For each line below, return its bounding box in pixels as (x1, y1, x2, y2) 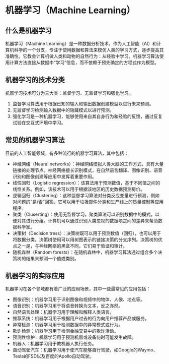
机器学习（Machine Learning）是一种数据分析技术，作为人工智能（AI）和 (5, 41, 157, 46)
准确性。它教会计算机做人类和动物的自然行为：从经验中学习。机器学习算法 (5, 53, 159, 59)
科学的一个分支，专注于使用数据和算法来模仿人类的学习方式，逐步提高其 (14, 47, 164, 53)
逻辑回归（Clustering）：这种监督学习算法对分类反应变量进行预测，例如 (12, 192, 160, 198)
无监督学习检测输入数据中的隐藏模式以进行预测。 (12, 107, 114, 113)
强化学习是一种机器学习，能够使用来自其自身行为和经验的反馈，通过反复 (12, 113, 162, 119)
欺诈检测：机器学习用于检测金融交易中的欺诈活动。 (12, 328, 119, 334)
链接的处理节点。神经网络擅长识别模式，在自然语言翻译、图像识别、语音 (12, 167, 162, 173)
